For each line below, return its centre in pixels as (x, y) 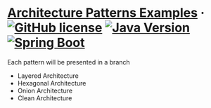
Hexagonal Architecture (52, 83)
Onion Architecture (45, 90)
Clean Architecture (45, 98)
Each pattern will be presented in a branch (69, 62)
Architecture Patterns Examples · (106, 13)
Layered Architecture (48, 76)
